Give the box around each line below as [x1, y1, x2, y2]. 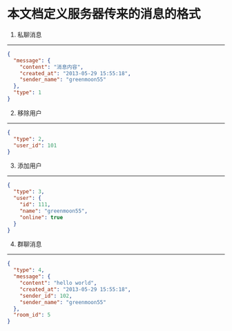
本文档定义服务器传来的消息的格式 [7, 6, 202, 22]
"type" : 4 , [13, 267, 45, 274]
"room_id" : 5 [13, 312, 51, 319]
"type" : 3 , [13, 188, 45, 195]
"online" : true [19, 214, 64, 221]
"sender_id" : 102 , [19, 292, 72, 299]
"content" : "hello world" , [19, 280, 97, 287]
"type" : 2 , [13, 135, 45, 142]
